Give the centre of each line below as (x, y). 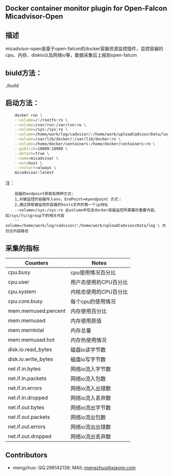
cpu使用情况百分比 (93, 273)
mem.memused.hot (31, 340)
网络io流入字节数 (91, 369)
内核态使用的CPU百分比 (99, 292)
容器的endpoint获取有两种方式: (44, 194)
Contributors (27, 455)
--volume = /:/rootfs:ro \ (41, 120)
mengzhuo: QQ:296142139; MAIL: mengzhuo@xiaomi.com (74, 467)
